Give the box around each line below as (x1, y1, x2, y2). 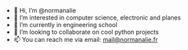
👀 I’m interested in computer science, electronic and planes (13, 14, 181, 22)
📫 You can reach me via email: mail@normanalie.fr (13, 36, 159, 43)
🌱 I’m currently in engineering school (13, 21, 118, 28)
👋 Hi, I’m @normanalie (13, 7, 77, 14)
